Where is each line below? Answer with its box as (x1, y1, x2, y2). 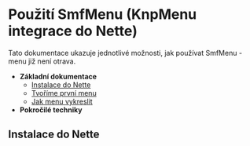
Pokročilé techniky (19, 104, 83, 115)
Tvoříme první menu (31, 88, 97, 97)
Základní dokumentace (19, 71, 97, 81)
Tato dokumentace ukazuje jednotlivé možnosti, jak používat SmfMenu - (8, 48, 242, 57)
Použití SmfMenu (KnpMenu (8, 5, 197, 24)
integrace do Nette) (8, 22, 138, 40)
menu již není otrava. (8, 57, 76, 66)
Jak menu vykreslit (31, 97, 93, 106)
